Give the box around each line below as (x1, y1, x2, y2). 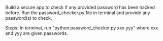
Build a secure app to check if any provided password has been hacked (5, 5, 155, 10)
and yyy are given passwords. (5, 30, 69, 36)
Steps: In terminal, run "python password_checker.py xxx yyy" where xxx (5, 25, 158, 31)
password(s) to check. (5, 15, 52, 21)
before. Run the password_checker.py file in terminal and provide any (5, 10, 150, 16)
